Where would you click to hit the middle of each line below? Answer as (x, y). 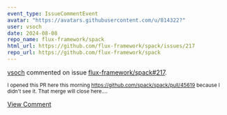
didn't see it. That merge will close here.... (58, 91)
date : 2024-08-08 (32, 33)
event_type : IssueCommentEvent (53, 14)
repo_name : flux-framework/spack (56, 40)
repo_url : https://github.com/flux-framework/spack (84, 53)
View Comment (29, 104)
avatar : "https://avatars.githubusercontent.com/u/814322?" (97, 20)
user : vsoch (24, 26)
